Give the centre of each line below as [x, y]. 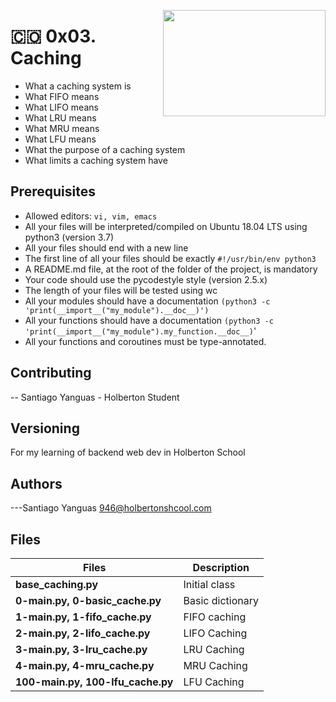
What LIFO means [61, 107]
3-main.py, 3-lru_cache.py [81, 649]
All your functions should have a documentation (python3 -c [149, 320]
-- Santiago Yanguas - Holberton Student [95, 397]
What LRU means [60, 117]
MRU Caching [215, 665]
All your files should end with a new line [106, 247]
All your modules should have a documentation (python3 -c [147, 301]
